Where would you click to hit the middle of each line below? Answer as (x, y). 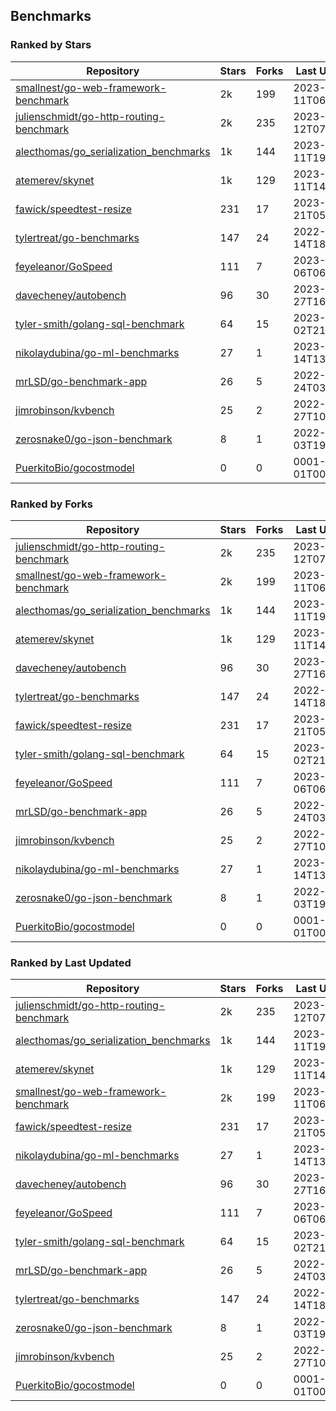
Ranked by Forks (51, 504)
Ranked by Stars (51, 45)
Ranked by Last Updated (71, 962)
